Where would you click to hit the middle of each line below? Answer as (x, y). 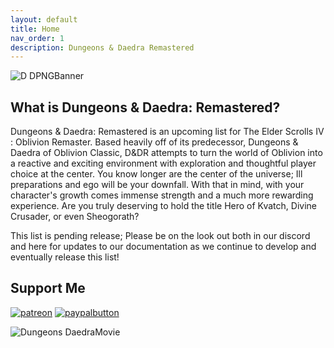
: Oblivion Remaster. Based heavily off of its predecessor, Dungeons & (154, 142)
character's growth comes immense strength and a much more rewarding (162, 195)
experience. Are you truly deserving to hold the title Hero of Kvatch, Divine (163, 206)
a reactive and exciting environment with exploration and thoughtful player (163, 163)
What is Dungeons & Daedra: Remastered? (145, 107)
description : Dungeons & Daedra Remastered (102, 47)
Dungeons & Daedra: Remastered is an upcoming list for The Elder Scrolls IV (167, 132)
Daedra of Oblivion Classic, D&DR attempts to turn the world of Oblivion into (166, 153)
